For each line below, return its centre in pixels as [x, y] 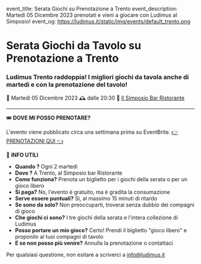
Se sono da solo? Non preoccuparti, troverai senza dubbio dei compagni [104, 205]
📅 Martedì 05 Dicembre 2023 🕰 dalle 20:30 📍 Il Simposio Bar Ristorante [95, 98]
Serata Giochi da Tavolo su [74, 46]
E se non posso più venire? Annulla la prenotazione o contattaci [94, 243]
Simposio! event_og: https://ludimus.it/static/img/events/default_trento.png [98, 21]
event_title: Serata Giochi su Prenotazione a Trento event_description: [92, 9]
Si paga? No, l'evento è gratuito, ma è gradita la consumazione [92, 192]
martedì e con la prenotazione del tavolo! [67, 85]
